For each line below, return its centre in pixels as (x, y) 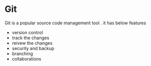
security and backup (33, 48)
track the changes (30, 38)
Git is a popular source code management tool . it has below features (75, 23)
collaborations (26, 59)
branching (22, 54)
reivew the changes (32, 43)
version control (27, 32)
